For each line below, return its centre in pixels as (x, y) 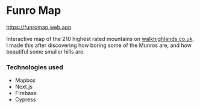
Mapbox (25, 80)
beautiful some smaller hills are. (46, 51)
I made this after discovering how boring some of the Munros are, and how (99, 45)
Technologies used (35, 67)
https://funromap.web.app (39, 27)
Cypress (25, 99)
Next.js (24, 87)
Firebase (26, 93)
